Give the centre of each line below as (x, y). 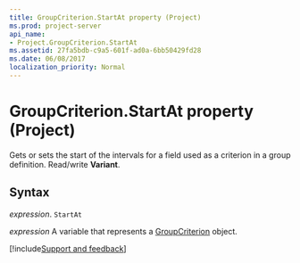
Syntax (29, 193)
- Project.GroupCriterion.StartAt (74, 42)
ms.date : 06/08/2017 (48, 59)
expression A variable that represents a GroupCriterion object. (124, 231)
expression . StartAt (46, 214)
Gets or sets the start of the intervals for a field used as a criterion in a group (150, 155)
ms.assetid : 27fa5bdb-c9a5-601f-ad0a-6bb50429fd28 (105, 51)
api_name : (28, 34)
